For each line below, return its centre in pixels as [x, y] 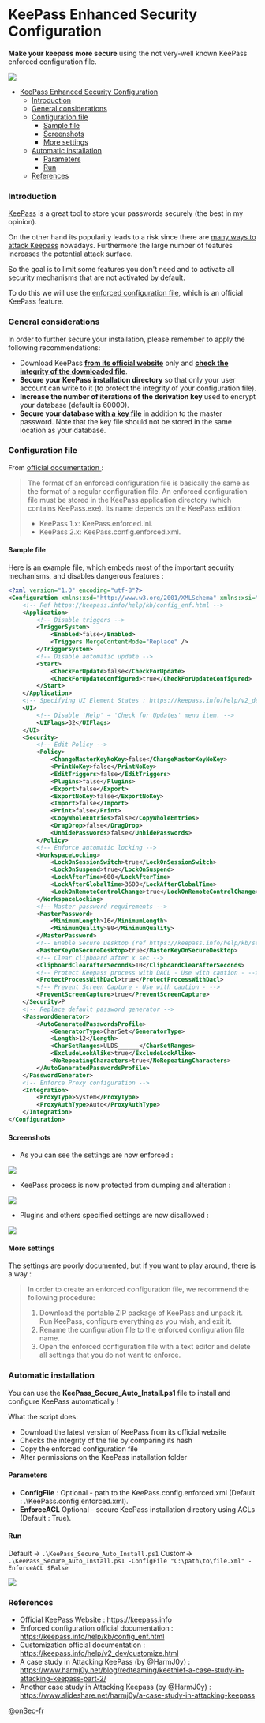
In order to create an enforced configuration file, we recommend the [138, 1289]
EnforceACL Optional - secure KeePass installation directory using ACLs [137, 1509]
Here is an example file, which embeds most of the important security [121, 567]
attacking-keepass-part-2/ [63, 1679]
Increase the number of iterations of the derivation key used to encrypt [138, 396]
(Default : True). [45, 1518]
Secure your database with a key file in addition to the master [121, 413]
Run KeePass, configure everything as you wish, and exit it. [136, 1321]
